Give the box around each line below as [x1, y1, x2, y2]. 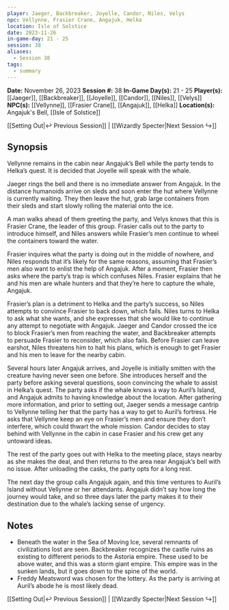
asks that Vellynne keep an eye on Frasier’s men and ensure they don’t [7, 415, 206, 424]
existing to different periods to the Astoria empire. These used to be [16, 552, 208, 561]
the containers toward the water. [7, 237, 99, 245]
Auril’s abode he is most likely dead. [16, 582, 118, 590]
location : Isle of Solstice [7, 23, 87, 29]
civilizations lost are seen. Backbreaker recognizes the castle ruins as [16, 546, 213, 554]
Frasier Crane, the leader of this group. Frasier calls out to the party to [7, 222, 205, 230]
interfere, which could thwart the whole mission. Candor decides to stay [7, 422, 211, 430]
